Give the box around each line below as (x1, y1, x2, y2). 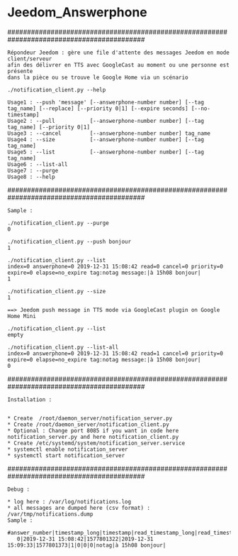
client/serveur (7, 55, 52, 62)
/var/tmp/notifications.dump (7, 511, 93, 518)
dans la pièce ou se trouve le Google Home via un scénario (7, 74, 189, 81)
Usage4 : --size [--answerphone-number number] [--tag (7, 136, 204, 143)
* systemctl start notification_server (7, 452, 125, 459)
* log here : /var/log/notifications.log (7, 498, 132, 505)
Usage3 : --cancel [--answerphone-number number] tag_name (7, 129, 211, 137)
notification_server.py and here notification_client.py (7, 433, 179, 440)
